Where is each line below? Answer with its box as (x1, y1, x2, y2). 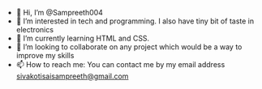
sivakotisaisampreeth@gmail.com (15, 71, 129, 81)
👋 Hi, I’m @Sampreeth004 (15, 8, 104, 17)
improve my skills (15, 51, 75, 60)
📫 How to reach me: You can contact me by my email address (15, 60, 225, 69)
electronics (15, 25, 54, 34)
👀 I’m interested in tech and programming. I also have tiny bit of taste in (15, 16, 254, 26)
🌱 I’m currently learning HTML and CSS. (15, 33, 150, 43)
